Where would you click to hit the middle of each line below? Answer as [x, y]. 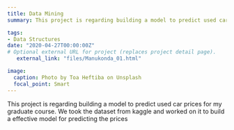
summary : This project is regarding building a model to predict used [112, 20]
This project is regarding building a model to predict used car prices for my [115, 104]
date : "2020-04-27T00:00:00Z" [51, 46]
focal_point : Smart [42, 84]
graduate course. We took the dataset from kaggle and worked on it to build [116, 111]
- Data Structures [34, 39]
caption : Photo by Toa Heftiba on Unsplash [77, 77]
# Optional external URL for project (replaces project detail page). [112, 52]
